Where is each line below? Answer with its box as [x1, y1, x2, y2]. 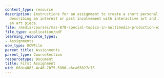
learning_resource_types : [5, 34, 58, 39]
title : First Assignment [5, 61, 56, 66]
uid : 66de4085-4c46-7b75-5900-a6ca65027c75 [5, 66, 95, 71]
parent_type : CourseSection [5, 52, 62, 57]
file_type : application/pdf [5, 30, 62, 34]
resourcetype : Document [5, 57, 54, 62]
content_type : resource [5, 7, 54, 12]
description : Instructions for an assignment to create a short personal [5, 12, 159, 16]
